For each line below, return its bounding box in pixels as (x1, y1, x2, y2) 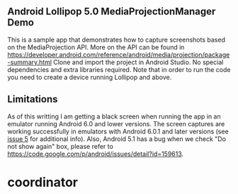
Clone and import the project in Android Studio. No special (52, 58, 224, 66)
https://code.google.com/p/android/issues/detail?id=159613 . (7, 150, 184, 158)
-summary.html (7, 58, 52, 66)
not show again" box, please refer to (7, 142, 113, 150)
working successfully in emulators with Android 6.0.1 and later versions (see (7, 127, 229, 135)
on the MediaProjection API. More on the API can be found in (7, 42, 185, 51)
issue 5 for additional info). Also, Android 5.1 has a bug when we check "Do (7, 134, 227, 143)
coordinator (7, 174, 79, 190)
